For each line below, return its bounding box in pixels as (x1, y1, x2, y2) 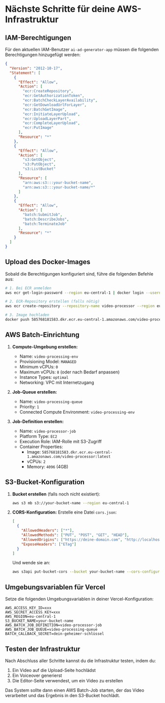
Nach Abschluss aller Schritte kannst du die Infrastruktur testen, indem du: (5, 658, 156, 664)
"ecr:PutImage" (23, 125, 54, 130)
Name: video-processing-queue (19, 398, 82, 404)
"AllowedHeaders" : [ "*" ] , (21, 528, 75, 533)
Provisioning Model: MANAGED (19, 358, 77, 365)
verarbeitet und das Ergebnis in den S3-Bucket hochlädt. (5, 692, 120, 698)
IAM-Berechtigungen (5, 33, 71, 42)
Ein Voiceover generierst (12, 672, 62, 678)
